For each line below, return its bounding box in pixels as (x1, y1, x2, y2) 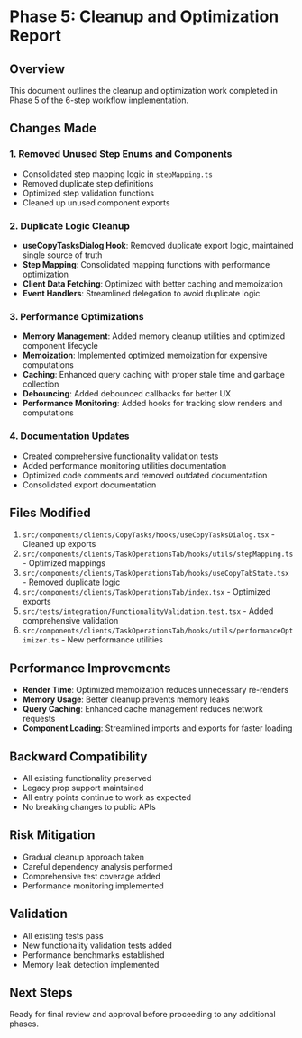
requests (22, 714, 56, 724)
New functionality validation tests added (22, 940, 173, 951)
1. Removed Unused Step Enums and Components (9, 148, 233, 160)
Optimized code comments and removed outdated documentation (22, 469, 268, 480)
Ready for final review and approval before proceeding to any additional (9, 1009, 277, 1020)
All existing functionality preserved (22, 773, 152, 784)
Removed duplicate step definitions (22, 178, 154, 188)
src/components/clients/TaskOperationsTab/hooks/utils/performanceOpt (22, 626, 294, 636)
